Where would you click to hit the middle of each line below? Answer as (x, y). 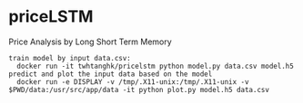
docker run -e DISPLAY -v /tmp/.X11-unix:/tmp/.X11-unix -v (133, 82)
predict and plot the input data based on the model (111, 74)
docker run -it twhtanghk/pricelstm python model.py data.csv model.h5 (156, 66)
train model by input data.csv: (70, 58)
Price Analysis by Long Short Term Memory (90, 42)
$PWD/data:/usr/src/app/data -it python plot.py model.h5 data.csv (139, 89)
